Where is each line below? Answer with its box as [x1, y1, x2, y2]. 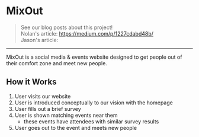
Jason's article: [20, 36, 59, 43]
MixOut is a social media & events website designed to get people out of [6, 53, 182, 60]
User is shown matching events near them [14, 111, 118, 119]
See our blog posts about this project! [20, 24, 113, 31]
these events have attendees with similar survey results [23, 117, 159, 125]
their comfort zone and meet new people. [6, 59, 108, 66]
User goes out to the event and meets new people [14, 124, 137, 131]
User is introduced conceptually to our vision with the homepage [14, 99, 173, 106]
